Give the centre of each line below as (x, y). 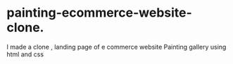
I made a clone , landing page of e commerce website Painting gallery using (116, 47)
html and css (25, 54)
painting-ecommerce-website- (100, 13)
